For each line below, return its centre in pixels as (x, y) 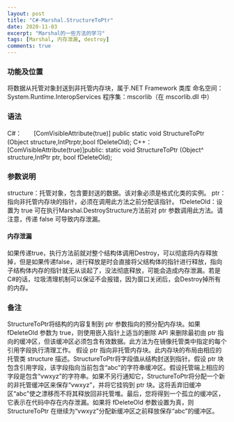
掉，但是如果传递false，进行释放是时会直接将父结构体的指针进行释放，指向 (115, 262)
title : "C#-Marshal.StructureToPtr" (60, 20)
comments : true (29, 46)
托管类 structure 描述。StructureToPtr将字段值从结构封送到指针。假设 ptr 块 (116, 359)
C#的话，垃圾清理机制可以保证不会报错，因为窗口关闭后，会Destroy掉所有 (114, 279)
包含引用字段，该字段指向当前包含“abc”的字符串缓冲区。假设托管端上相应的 (116, 368)
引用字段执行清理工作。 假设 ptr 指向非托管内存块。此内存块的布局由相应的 (115, 350)
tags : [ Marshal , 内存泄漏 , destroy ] (58, 40)
